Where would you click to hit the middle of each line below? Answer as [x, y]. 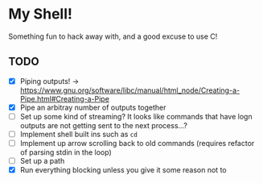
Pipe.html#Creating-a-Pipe [65, 98]
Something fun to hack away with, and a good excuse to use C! [113, 36]
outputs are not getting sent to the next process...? [103, 125]
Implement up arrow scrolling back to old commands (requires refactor [137, 143]
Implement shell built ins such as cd [79, 134]
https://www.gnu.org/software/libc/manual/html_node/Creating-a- [129, 90]
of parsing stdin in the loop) [66, 152]
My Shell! [40, 14]
